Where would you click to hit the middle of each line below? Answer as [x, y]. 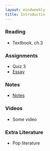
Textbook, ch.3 [27, 42]
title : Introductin [25, 14]
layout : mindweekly [25, 10]
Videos [14, 109]
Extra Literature [24, 132]
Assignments [22, 55]
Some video [25, 119]
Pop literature [26, 143]
